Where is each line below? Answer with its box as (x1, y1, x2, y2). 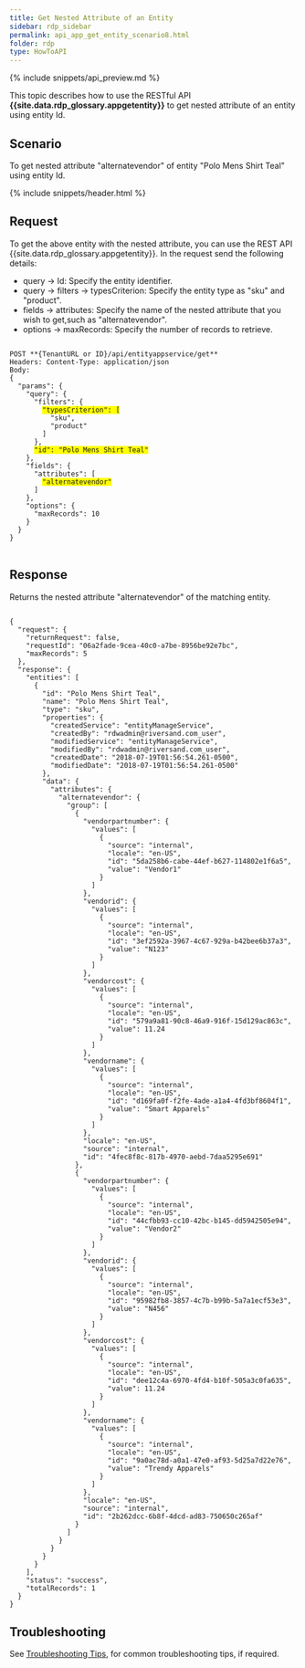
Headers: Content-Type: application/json (9, 357, 170, 366)
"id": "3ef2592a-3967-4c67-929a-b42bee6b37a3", (107, 937, 292, 946)
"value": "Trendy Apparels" (107, 1463, 215, 1473)
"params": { (17, 381, 64, 391)
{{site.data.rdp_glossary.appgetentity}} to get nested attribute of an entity (9, 100, 296, 110)
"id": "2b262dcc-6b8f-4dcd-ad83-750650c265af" (82, 1512, 263, 1521)
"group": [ (67, 801, 108, 810)
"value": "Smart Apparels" (107, 1104, 210, 1114)
